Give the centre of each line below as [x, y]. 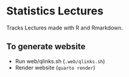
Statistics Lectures [55, 11]
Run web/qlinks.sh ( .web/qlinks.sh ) [60, 61]
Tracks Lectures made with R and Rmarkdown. [65, 28]
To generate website [46, 47]
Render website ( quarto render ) [55, 67]
